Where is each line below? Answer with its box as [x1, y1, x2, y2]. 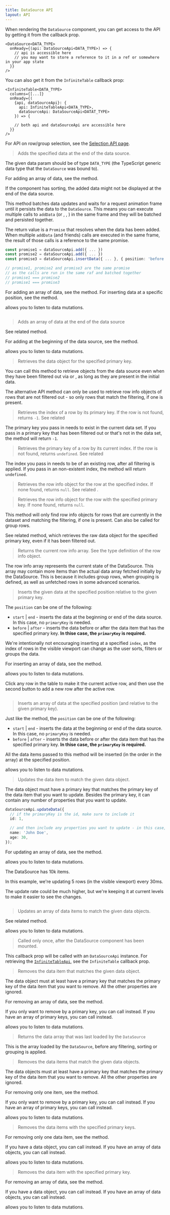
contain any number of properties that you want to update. [5, 797, 127, 803]
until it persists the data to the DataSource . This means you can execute [5, 205, 153, 212]
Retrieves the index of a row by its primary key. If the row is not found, [17, 409, 164, 415]
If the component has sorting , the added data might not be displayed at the [5, 185, 162, 191]
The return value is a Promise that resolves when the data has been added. [5, 226, 161, 232]
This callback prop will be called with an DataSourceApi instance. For [5, 953, 148, 959]
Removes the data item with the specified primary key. [17, 1169, 131, 1175]
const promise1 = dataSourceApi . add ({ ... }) [5, 247, 103, 252]
